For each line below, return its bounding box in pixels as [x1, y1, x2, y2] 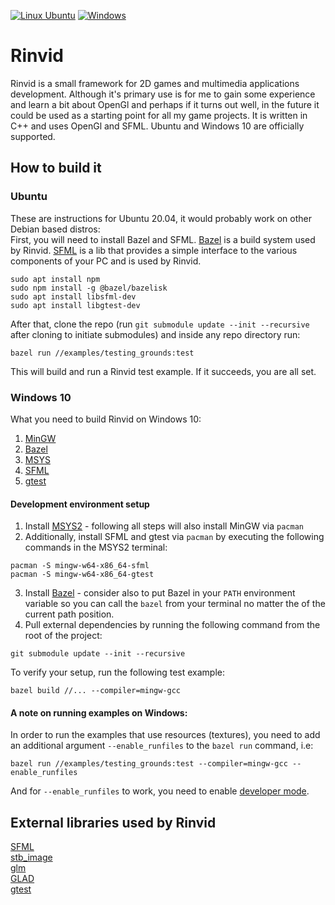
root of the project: [24, 630, 103, 642]
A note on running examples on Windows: [10, 706, 188, 719]
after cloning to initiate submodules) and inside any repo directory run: [10, 328, 301, 340]
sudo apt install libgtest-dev [10, 300, 141, 310]
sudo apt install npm [10, 274, 101, 284]
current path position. [24, 608, 115, 620]
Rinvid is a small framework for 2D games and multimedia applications [10, 77, 300, 89]
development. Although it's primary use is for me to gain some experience [10, 88, 316, 100]
